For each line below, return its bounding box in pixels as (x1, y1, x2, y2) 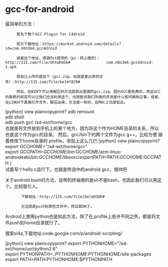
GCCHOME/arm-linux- (75, 149, 122, 155)
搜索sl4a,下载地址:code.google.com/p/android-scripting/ (5, 230, 122, 236)
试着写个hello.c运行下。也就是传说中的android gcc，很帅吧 (5, 166, 127, 172)
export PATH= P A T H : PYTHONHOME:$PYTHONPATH (5, 256, 113, 262)
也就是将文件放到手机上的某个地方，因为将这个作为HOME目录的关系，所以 (5, 125, 159, 131)
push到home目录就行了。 (9, 219, 63, 225)
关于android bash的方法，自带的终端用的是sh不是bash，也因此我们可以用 (5, 177, 157, 183)
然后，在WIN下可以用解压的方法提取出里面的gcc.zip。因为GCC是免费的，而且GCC (16, 89, 161, 94)
